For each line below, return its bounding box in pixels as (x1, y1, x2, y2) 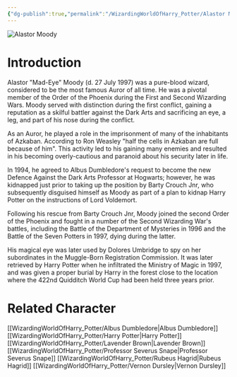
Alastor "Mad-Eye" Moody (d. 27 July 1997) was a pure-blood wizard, (7, 78, 210, 86)
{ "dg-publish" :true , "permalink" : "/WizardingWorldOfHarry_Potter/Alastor (7, 10, 226, 18)
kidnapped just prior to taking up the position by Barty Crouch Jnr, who (7, 180, 214, 189)
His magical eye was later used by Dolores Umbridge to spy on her (7, 245, 201, 254)
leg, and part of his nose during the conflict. (7, 115, 135, 124)
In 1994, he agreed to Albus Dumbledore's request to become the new (7, 166, 212, 174)
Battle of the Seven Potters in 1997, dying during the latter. (7, 231, 176, 240)
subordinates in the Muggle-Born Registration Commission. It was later (7, 253, 213, 262)
